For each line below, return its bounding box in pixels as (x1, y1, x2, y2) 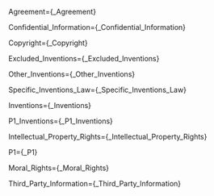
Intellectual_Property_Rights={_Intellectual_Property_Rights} (8, 132, 208, 141)
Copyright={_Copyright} (8, 38, 89, 48)
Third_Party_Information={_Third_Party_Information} (8, 179, 182, 188)
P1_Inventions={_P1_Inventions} (8, 116, 113, 126)
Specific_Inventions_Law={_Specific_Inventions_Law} (8, 85, 187, 94)
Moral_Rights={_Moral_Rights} (8, 163, 110, 173)
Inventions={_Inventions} (8, 101, 91, 110)
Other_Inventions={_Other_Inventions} (8, 69, 136, 79)
